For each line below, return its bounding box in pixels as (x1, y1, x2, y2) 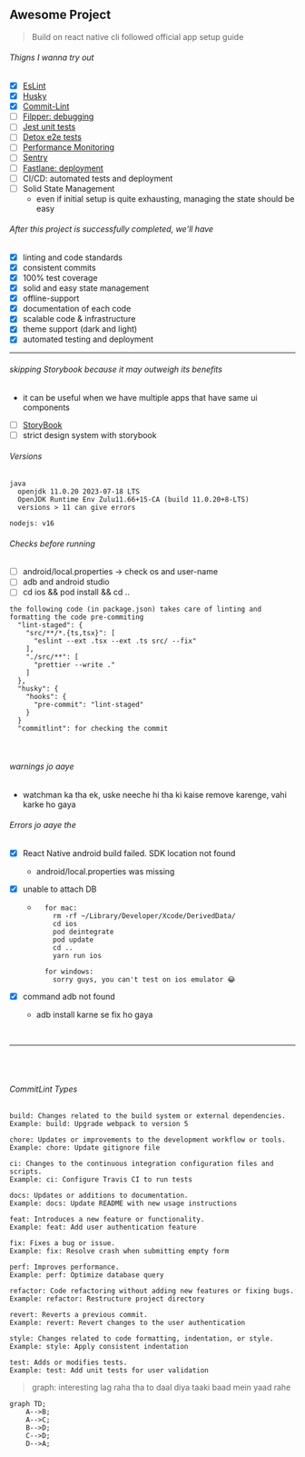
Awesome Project (9, 7, 112, 23)
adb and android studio (22, 576, 111, 587)
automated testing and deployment (22, 334, 154, 344)
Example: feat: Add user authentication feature (9, 1222, 197, 1232)
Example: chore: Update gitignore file (9, 1143, 161, 1153)
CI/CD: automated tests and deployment (22, 173, 173, 184)
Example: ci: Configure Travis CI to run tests (9, 1175, 193, 1184)
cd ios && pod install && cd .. (22, 586, 130, 598)
